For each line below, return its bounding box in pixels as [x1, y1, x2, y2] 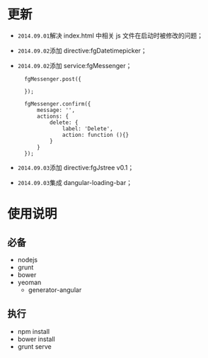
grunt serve [17, 342, 52, 351]
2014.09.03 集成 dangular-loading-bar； [17, 178, 133, 186]
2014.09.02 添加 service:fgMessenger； [17, 61, 132, 69]
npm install [17, 327, 50, 335]
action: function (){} [62, 131, 129, 138]
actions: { [36, 113, 69, 120]
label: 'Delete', [62, 125, 113, 132]
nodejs [17, 255, 37, 264]
